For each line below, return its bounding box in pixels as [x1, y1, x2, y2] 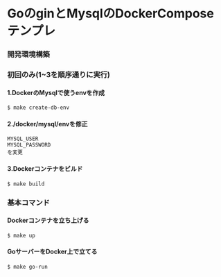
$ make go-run [7, 263, 48, 270]
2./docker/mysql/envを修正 [7, 119, 88, 128]
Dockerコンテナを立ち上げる [7, 216, 89, 225]
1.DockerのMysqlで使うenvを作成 [7, 88, 105, 96]
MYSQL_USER [7, 135, 39, 142]
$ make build [7, 181, 45, 187]
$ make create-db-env [7, 104, 70, 111]
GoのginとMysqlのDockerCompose [7, 6, 215, 22]
